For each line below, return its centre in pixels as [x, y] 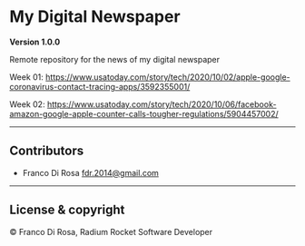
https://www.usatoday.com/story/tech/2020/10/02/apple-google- [167, 77]
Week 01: [26, 77]
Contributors [47, 151]
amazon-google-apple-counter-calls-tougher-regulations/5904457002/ [144, 113]
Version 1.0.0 [35, 42]
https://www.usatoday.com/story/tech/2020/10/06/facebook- [162, 104]
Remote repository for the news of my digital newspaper [115, 59]
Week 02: [27, 104]
